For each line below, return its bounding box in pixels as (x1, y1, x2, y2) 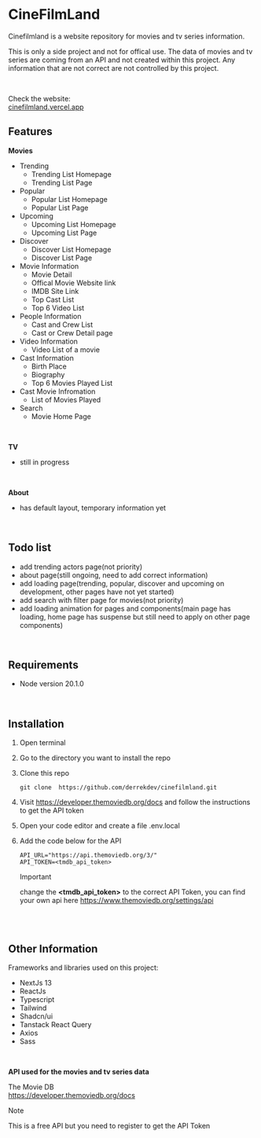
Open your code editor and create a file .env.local (19, 821, 181, 831)
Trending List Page (31, 178, 93, 187)
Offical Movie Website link (31, 277, 116, 288)
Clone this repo (19, 769, 69, 778)
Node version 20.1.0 (19, 679, 84, 688)
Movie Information (19, 261, 79, 270)
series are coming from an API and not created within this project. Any (8, 55, 236, 64)
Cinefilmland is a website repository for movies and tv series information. (8, 31, 245, 41)
